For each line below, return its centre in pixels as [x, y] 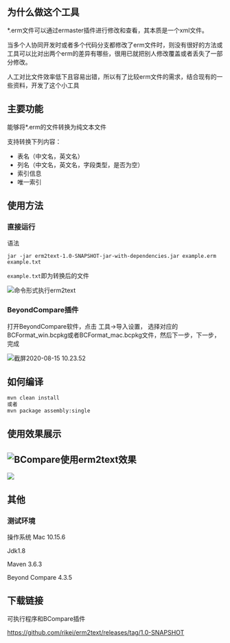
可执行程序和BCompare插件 [46, 618]
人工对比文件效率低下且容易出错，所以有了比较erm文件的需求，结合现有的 [112, 76]
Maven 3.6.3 [25, 564]
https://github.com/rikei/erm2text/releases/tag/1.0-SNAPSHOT [96, 632]
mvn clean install [33, 398]
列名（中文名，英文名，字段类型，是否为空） [80, 164]
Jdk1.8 [16, 551]
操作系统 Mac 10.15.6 [36, 537]
